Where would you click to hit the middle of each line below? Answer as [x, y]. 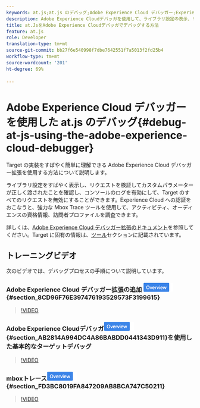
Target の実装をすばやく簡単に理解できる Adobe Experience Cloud [88, 165]
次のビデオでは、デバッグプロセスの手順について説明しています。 [87, 271]
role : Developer [26, 38]
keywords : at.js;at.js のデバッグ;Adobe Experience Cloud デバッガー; [91, 12]
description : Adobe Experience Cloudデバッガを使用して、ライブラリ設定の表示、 [99, 19]
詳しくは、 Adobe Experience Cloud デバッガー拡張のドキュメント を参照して [100, 227]
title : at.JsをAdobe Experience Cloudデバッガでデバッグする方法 [82, 25]
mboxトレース [27, 378]
